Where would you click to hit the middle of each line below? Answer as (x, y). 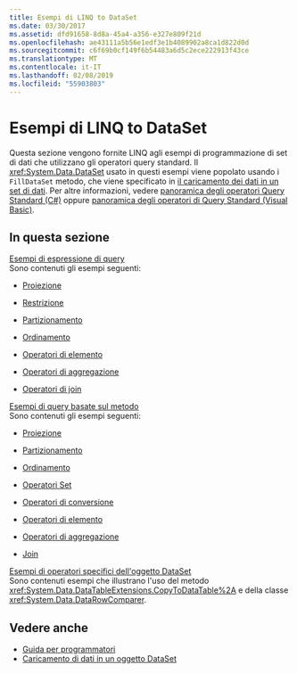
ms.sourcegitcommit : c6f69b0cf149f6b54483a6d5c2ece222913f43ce (129, 51)
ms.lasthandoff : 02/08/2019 (62, 76)
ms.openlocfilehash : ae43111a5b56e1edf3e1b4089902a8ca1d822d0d (129, 42)
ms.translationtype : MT (54, 59)
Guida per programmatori (69, 649)
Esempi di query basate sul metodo (74, 406)
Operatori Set (47, 485)
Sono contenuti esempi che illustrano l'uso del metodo (109, 581)
